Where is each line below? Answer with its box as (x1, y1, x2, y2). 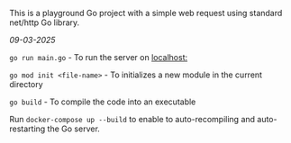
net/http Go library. (9, 17, 80, 28)
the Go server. (47, 123, 101, 134)
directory (9, 79, 43, 89)
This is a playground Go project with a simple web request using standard (9, 8, 283, 18)
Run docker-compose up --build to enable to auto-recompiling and (9, 114, 255, 124)
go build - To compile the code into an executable (9, 96, 196, 107)
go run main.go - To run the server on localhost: (9, 52, 188, 62)
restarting (9, 123, 46, 134)
